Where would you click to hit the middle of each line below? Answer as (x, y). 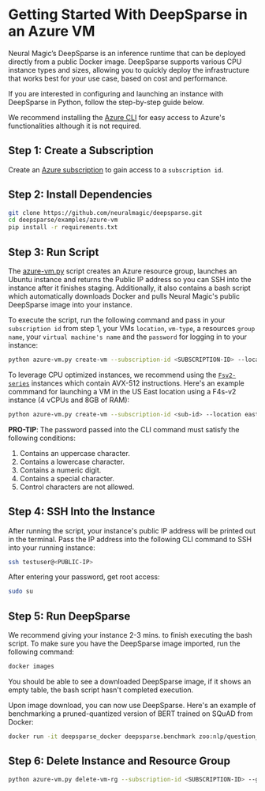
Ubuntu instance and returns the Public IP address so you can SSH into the (130, 279)
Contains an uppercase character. (75, 453)
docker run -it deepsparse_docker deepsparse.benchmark (102, 736)
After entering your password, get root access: (84, 577)
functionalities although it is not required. (75, 126)
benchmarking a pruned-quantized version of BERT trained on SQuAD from (131, 714)
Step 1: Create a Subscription (81, 151)
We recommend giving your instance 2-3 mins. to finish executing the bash (130, 635)
